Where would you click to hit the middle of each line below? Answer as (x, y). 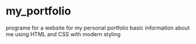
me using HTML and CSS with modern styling (63, 34)
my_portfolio (39, 11)
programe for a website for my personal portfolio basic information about (98, 28)
